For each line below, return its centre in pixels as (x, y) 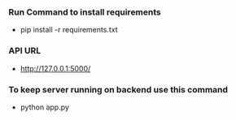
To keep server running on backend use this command (118, 89)
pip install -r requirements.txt (69, 30)
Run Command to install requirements (85, 12)
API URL (25, 51)
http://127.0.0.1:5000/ (55, 68)
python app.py (44, 107)
